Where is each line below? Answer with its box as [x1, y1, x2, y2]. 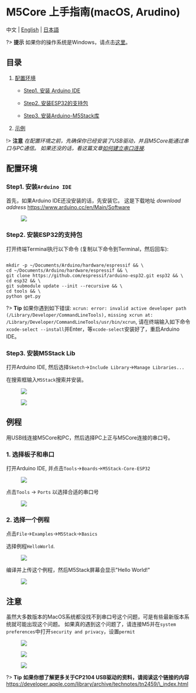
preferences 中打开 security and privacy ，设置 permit [6, 628, 135, 635]
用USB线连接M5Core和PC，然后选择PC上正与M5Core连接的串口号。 [6, 434, 174, 441]
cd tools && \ [6, 288, 41, 294]
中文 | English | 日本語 [6, 26, 59, 33]
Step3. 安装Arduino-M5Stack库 [23, 112, 100, 119]
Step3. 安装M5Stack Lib [6, 349, 76, 357]
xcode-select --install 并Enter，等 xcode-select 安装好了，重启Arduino [6, 326, 180, 333]
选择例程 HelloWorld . [6, 543, 55, 550]
